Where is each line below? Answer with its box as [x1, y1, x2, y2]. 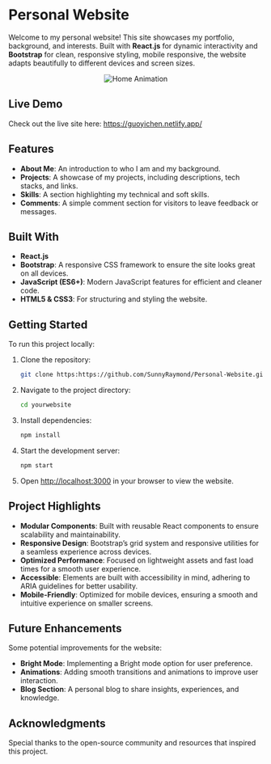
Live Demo [8, 97, 63, 111]
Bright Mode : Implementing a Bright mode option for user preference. [19, 659, 253, 669]
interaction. [19, 676, 58, 686]
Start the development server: [19, 445, 121, 455]
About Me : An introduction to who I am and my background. [19, 163, 221, 173]
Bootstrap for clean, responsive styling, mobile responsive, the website [8, 49, 247, 59]
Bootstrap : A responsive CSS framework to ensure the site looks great [19, 260, 256, 270]
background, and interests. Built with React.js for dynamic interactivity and [8, 40, 258, 50]
